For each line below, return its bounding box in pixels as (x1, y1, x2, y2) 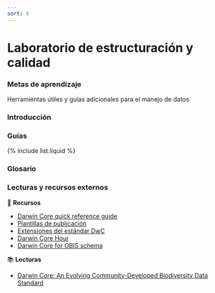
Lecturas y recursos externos (7, 183, 109, 193)
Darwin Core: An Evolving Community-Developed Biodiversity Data (17, 271, 209, 279)
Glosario (7, 164, 37, 174)
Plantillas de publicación (17, 219, 87, 227)
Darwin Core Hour (17, 233, 69, 242)
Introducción (7, 112, 52, 122)
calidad (7, 55, 50, 70)
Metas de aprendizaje (7, 79, 82, 89)
